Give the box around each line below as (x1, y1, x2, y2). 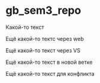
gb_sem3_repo (5, 4, 81, 17)
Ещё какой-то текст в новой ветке (5, 58, 93, 66)
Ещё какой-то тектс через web (5, 35, 84, 42)
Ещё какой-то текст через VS (5, 46, 81, 54)
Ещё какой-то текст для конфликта (5, 70, 95, 77)
